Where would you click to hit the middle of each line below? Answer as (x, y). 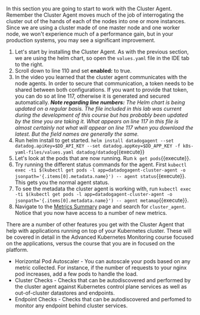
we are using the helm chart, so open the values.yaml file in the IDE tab (102, 58)
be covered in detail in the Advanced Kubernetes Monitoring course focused (100, 237)
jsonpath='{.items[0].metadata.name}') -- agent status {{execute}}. (100, 176)
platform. (17, 250)
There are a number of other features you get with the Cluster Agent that (95, 224)
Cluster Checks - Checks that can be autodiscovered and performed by (103, 280)
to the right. (29, 64)
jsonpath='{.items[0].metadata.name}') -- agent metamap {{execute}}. (102, 200)
